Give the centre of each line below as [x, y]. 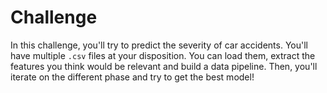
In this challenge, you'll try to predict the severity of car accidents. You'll [159, 45]
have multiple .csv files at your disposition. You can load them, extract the [163, 55]
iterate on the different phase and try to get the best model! [132, 77]
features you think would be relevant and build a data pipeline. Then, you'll [164, 66]
